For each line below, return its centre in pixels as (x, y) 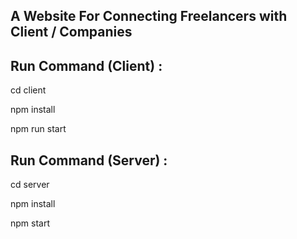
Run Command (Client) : (86, 65)
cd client (28, 90)
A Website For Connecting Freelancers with (149, 16)
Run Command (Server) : (89, 160)
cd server (30, 185)
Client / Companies (71, 32)
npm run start (38, 129)
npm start (30, 223)
